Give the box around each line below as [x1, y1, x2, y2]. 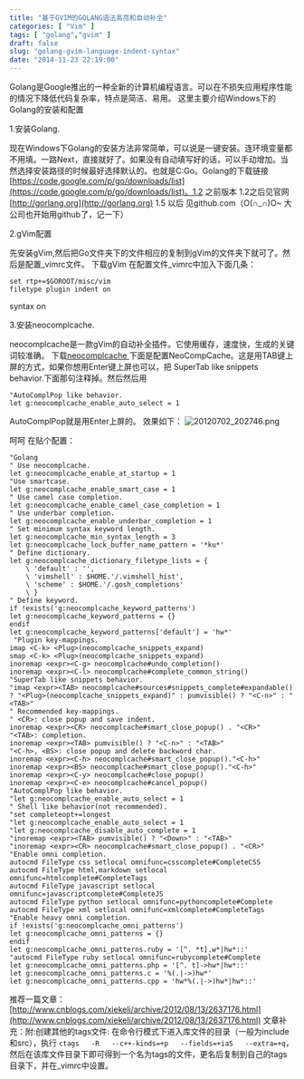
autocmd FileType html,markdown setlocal [9, 866, 168, 875]
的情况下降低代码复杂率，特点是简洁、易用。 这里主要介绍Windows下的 [9, 92, 276, 103]
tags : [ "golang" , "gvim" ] [9, 30, 111, 39]
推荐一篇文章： [9, 994, 65, 1005]
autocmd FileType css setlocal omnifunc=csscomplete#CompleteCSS [9, 858, 261, 867]
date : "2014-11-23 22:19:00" [9, 55, 119, 64]
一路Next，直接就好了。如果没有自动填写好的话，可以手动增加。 [40, 154, 280, 164]
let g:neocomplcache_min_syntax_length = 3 [9, 532, 176, 541]
